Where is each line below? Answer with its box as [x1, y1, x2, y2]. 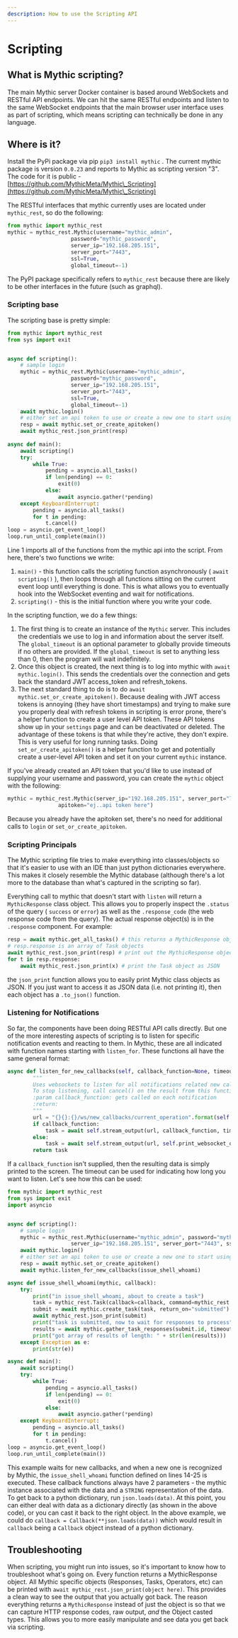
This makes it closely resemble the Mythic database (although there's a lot [7, 871, 225, 879]
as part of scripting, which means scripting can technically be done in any [7, 111, 223, 119]
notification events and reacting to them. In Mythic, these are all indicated [7, 1039, 222, 1047]
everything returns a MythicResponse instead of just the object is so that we [7, 1600, 225, 1609]
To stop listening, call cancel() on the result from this [33, 1088, 211, 1095]
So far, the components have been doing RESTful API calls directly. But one [7, 1024, 227, 1032]
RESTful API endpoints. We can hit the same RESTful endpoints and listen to [7, 95, 229, 103]
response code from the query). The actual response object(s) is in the [7, 915, 215, 923]
